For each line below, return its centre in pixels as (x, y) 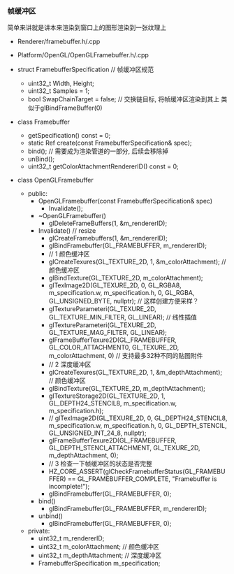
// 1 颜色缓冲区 (69, 254)
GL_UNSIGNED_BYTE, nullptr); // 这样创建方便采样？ (124, 301)
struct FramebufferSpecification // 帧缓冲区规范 (86, 70)
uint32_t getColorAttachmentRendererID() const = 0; (103, 166)
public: (37, 194)
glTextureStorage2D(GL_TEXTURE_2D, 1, (107, 396)
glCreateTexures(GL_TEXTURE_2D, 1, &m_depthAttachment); (136, 373)
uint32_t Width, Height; (61, 84)
